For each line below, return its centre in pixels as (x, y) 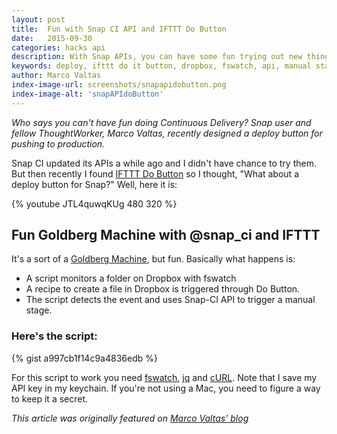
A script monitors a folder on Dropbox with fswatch (131, 278)
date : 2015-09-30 (52, 38)
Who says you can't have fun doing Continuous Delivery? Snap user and (161, 122)
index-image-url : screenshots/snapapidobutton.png (119, 85)
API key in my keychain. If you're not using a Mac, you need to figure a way (166, 388)
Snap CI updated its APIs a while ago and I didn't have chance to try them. (164, 163)
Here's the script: (54, 336)
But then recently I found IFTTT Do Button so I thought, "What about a (155, 173)
